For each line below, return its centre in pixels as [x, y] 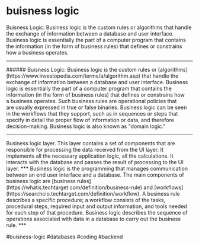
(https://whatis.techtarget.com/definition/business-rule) [74, 187]
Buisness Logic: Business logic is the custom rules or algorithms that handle [99, 27]
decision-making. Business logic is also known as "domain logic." [86, 126]
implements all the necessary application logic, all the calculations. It [90, 156]
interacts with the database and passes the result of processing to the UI [95, 162]
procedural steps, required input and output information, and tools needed [97, 206]
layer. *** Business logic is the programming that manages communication [97, 168]
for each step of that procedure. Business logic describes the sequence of [97, 212]
